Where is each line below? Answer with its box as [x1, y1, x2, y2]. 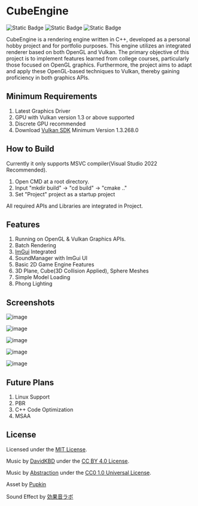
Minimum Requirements [6, 91, 98, 101]
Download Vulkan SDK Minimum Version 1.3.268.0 [14, 126, 139, 133]
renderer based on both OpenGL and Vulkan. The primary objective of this [6, 48, 190, 55]
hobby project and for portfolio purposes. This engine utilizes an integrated [6, 42, 191, 49]
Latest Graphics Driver [14, 107, 71, 115]
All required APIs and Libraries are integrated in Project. [6, 202, 144, 209]
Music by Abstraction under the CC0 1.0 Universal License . [6, 469, 151, 476]
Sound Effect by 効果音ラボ [6, 493, 74, 500]
